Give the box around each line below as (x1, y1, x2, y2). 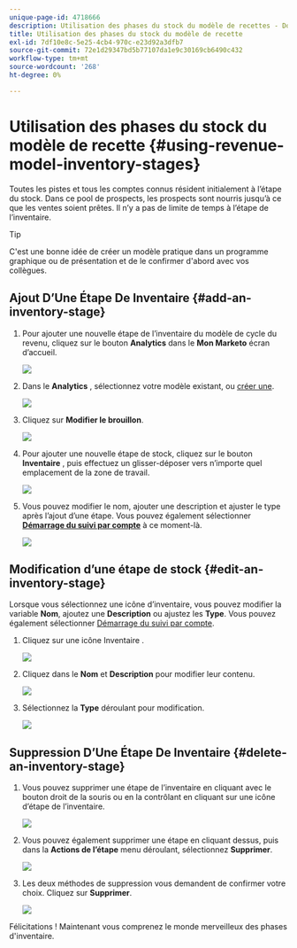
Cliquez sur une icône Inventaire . (21, 635, 144, 646)
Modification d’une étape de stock (9, 562, 202, 577)
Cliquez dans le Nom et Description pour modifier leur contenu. (21, 669, 255, 680)
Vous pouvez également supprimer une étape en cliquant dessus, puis (21, 835, 279, 846)
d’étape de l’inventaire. (21, 801, 105, 812)
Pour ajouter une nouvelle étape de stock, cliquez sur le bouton (21, 448, 254, 459)
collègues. (9, 265, 47, 276)
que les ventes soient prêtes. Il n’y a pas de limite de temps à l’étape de (9, 202, 270, 213)
